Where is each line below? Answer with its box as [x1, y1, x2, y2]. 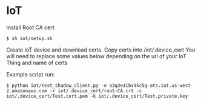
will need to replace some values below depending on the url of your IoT [6, 52, 186, 59]
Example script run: [6, 70, 55, 78]
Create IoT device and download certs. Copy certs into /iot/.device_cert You [6, 46, 196, 53]
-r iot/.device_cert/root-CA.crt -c [49, 87, 142, 94]
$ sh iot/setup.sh [6, 35, 53, 41]
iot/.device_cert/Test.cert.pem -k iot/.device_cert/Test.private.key [6, 93, 188, 99]
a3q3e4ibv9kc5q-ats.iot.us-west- [109, 83, 194, 89]
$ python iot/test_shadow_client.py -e [6, 83, 107, 89]
